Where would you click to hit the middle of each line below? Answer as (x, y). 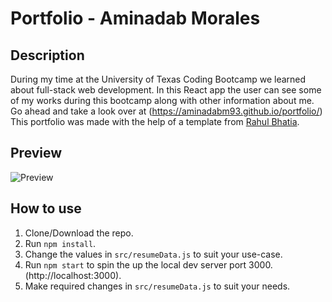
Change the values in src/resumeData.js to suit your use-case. (153, 254)
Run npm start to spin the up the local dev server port (135, 264)
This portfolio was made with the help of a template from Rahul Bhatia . (155, 121)
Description (47, 55)
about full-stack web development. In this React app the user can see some (166, 90)
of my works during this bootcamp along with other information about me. (162, 100)
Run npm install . (60, 243)
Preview (36, 153)
